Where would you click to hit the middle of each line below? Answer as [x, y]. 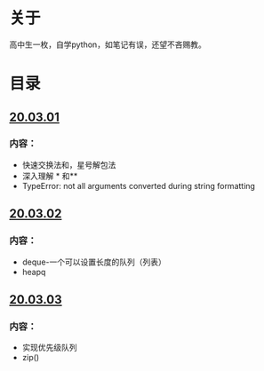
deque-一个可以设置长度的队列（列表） [94, 262]
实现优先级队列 [49, 348]
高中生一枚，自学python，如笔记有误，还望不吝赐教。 [108, 44]
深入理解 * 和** [50, 176]
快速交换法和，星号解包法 [69, 164]
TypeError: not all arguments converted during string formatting [139, 185]
